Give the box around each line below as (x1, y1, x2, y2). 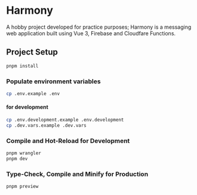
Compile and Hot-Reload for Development (6, 136, 130, 145)
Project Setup (6, 47, 59, 57)
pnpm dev (6, 156, 28, 162)
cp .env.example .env (6, 90, 60, 96)
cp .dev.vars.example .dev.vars (6, 122, 87, 129)
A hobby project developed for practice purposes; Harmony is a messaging (6, 23, 192, 31)
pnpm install (6, 63, 39, 69)
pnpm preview (6, 184, 39, 190)
